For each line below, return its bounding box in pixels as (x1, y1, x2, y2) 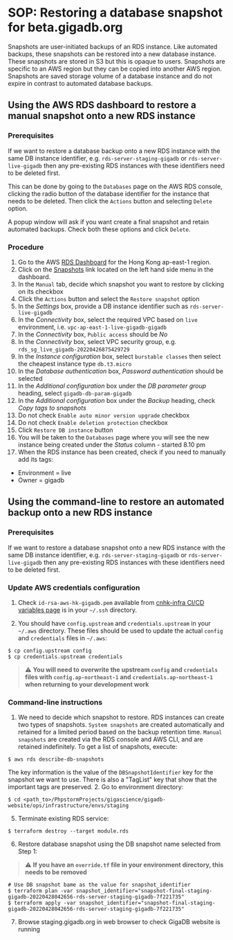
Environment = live (17, 469, 72, 477)
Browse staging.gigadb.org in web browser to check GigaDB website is (17, 918, 221, 926)
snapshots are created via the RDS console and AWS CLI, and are (17, 735, 203, 743)
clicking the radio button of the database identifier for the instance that (8, 189, 209, 198)
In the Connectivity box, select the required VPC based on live (17, 315, 198, 323)
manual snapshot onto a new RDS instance (8, 110, 196, 122)
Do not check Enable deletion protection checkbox (17, 418, 168, 426)
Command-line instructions (8, 697, 103, 707)
